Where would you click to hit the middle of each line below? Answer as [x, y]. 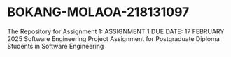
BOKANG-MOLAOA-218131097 [98, 12]
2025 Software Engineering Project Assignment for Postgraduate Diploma [114, 38]
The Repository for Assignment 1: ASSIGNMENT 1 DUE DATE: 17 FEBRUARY [116, 31]
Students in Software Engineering [56, 46]
